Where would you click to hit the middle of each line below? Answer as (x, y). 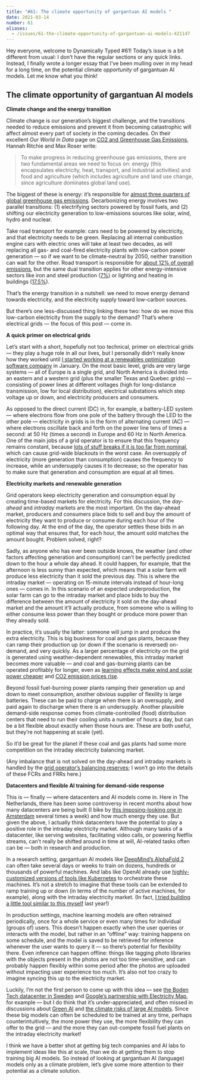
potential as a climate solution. (43, 1070)
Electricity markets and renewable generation (64, 483)
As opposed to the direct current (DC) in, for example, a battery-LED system (100, 409)
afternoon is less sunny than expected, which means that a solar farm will (96, 569)
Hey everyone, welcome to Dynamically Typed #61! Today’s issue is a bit (95, 51)
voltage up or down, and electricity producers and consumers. (83, 397)
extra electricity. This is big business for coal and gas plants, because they (98, 638)
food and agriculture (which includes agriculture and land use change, (107, 176)
